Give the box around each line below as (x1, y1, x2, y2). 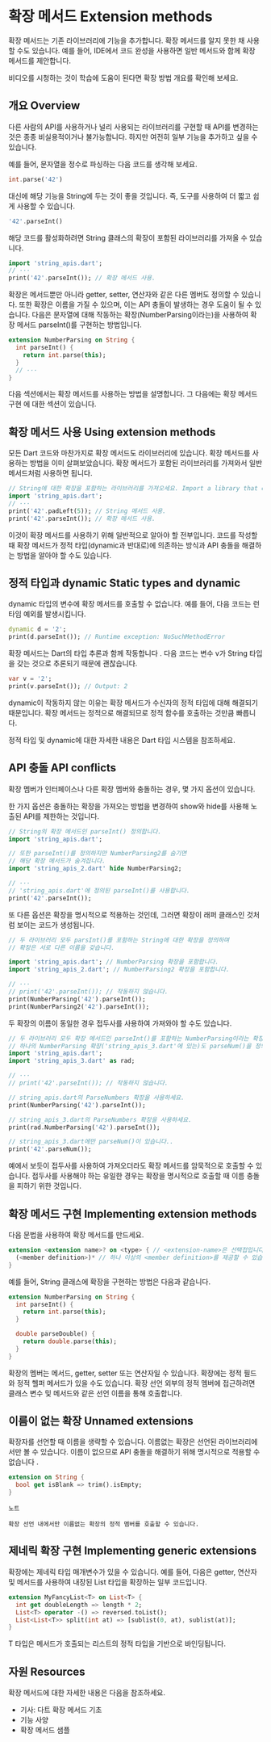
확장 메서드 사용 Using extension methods (8, 425, 216, 439)
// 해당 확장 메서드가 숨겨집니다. (8, 857, 106, 865)
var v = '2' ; (8, 675, 52, 683)
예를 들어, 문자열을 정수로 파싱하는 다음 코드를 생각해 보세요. (8, 159, 198, 169)
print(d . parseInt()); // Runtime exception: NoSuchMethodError (8, 633, 226, 641)
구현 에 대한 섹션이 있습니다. (8, 399, 97, 409)
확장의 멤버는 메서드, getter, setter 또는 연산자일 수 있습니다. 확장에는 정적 (8, 1368, 242, 1378)
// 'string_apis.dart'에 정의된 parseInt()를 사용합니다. (8, 886, 190, 895)
